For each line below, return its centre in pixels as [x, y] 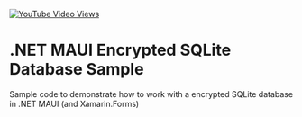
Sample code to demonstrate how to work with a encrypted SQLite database [151, 94]
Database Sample [77, 70]
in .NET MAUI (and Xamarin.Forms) [74, 103]
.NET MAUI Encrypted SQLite [120, 50]
